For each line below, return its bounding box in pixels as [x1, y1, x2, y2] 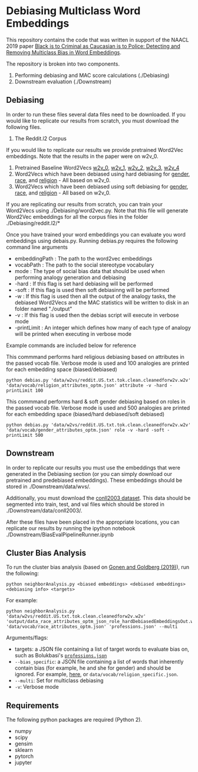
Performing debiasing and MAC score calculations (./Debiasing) [14, 72, 170, 79]
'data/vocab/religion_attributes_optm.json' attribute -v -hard [6, 382, 167, 388]
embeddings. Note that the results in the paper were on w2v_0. [6, 153, 159, 160]
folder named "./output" [14, 305, 72, 312]
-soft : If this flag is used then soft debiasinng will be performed [14, 286, 170, 293]
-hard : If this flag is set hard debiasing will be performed [14, 280, 153, 287]
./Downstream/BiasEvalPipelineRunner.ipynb [6, 531, 114, 538]
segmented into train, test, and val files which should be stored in [6, 501, 165, 508]
